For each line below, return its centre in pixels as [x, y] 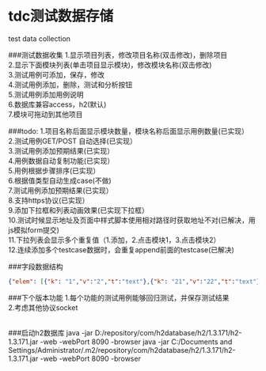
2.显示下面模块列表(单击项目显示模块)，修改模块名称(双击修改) [110, 65]
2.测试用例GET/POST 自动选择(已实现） [72, 141]
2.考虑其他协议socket [43, 307]
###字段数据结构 [36, 267]
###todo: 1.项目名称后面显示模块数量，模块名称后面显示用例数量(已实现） [129, 131]
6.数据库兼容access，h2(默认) [57, 104]
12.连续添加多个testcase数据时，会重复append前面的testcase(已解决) [122, 249]
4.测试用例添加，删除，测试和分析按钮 [70, 85]
